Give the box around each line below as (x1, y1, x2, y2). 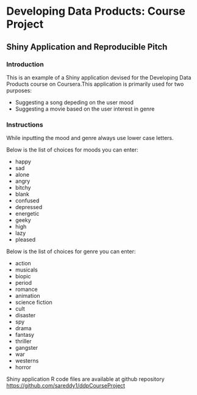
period (15, 279, 32, 287)
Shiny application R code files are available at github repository (6, 375, 165, 383)
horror (15, 364, 32, 371)
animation (15, 292, 41, 300)
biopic (15, 273, 32, 280)
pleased (15, 236, 36, 243)
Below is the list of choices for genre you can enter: (6, 248, 136, 255)
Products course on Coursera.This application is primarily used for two (6, 80, 184, 87)
